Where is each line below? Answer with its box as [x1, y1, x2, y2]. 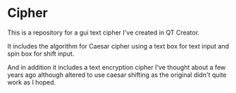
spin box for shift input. [7, 49, 75, 58]
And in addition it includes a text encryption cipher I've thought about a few [7, 63, 226, 71]
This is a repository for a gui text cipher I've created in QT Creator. [7, 28, 199, 37]
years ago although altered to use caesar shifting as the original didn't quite [7, 70, 227, 79]
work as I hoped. [7, 77, 56, 86]
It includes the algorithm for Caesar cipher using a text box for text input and [7, 42, 230, 50]
